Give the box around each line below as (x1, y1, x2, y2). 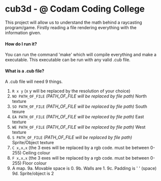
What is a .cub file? (5, 68, 44, 74)
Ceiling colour (22, 150, 51, 156)
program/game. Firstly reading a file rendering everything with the (5, 24, 137, 30)
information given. (5, 30, 42, 35)
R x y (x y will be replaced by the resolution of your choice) (12, 88, 131, 94)
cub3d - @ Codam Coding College (5, 3, 145, 15)
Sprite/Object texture (12, 140, 54, 146)
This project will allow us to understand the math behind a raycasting (5, 19, 143, 25)
